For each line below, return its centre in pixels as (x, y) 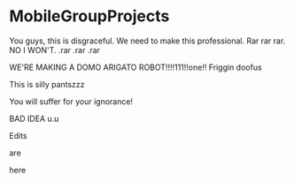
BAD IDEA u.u (34, 118)
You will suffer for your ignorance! (71, 101)
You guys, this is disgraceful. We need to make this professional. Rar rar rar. (147, 41)
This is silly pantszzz (47, 84)
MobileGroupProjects (89, 16)
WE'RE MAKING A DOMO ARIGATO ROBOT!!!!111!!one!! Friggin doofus (136, 67)
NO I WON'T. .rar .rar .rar (54, 49)
